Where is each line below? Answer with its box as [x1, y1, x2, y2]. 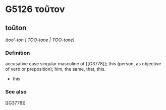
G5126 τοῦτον [5, 4, 65, 15]
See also [5, 88, 27, 95]
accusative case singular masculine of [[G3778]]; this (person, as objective [5, 61, 161, 67]
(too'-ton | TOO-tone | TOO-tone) [5, 37, 75, 43]
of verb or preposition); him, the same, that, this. [5, 66, 106, 72]
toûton [5, 24, 27, 32]
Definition [5, 49, 30, 56]
